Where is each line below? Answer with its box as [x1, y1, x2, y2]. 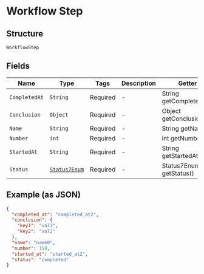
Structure [6, 29, 44, 39]
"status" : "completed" [12, 256, 69, 262]
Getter [178, 79, 197, 87]
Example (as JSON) [6, 190, 81, 200]
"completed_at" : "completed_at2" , [12, 211, 99, 217]
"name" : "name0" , [12, 239, 56, 245]
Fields [6, 61, 30, 71]
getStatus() [161, 169, 194, 177]
